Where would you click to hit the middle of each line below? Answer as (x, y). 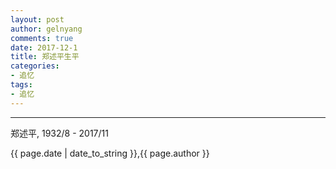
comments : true (42, 38)
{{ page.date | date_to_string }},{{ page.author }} (110, 153)
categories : (35, 66)
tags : (21, 85)
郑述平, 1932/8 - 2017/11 (59, 133)
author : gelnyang (46, 29)
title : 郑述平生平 (45, 57)
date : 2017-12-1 (44, 47)
